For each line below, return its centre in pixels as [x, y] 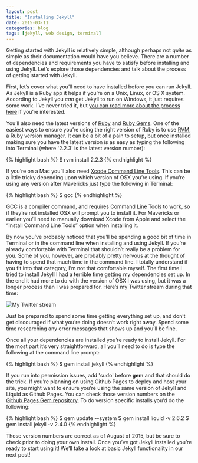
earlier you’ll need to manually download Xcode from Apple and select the [96, 219]
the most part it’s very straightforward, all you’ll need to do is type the [90, 346]
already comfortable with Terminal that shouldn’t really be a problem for [93, 249]
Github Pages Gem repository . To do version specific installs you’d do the [95, 400]
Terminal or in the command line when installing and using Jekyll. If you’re [96, 243]
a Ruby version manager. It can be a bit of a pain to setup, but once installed [99, 136]
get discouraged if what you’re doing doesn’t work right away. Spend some [98, 323]
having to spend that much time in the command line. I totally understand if [97, 262]
